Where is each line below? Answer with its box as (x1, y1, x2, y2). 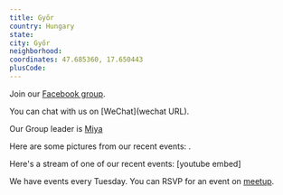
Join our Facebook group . (9, 88, 106, 99)
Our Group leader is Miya (9, 123, 103, 134)
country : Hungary (9, 22, 75, 31)
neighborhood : (9, 47, 63, 56)
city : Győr (9, 38, 51, 48)
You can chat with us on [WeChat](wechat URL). (9, 106, 190, 116)
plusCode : (9, 64, 47, 73)
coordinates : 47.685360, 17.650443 (9, 55, 144, 64)
